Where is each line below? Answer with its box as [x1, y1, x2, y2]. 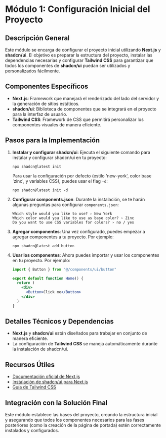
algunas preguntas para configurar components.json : [12, 202, 119, 208]
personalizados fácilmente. [5, 68, 60, 74]
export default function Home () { [12, 276, 83, 281]
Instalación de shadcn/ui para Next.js [12, 379, 88, 385]
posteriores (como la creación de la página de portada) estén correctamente [5, 422, 161, 428]
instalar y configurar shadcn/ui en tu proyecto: [12, 155, 107, 161]
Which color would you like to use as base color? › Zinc [12, 216, 134, 220]
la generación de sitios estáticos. [12, 101, 80, 107]
